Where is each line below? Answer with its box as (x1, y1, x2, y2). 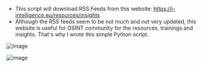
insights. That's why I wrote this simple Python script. (15, 31, 149, 38)
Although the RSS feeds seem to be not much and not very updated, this (15, 18, 197, 25)
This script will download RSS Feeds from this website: (15, 5, 153, 12)
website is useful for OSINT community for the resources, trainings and (15, 24, 194, 31)
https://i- (153, 5, 176, 12)
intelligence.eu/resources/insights (15, 11, 100, 19)
